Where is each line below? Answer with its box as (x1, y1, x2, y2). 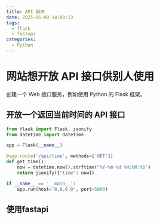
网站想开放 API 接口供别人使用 (6, 70, 155, 84)
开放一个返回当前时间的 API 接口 (6, 110, 125, 120)
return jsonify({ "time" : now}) (17, 170, 95, 176)
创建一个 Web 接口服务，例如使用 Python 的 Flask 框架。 (6, 90, 146, 97)
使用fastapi (6, 204, 49, 214)
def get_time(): (6, 159, 47, 165)
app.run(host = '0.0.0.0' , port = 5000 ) (17, 186, 109, 192)
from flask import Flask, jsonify (6, 126, 93, 132)
